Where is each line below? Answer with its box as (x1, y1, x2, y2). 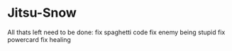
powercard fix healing (7, 35, 71, 43)
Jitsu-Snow (7, 5, 77, 21)
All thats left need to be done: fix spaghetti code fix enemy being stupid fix (7, 28, 226, 36)
